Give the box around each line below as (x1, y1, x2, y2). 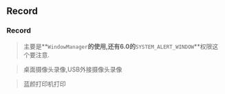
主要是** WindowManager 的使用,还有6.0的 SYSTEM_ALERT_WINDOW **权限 (23, 42, 213, 50)
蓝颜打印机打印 (23, 80, 66, 88)
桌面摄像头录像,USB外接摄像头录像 (23, 65, 122, 74)
